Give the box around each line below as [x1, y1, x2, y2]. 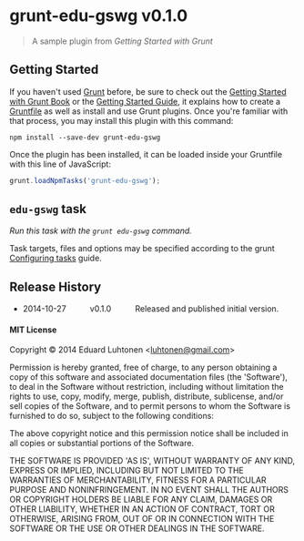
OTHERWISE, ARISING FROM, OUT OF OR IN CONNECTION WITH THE [9, 514, 275, 525]
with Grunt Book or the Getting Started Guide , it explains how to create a [9, 96, 280, 107]
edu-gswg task [9, 201, 86, 217]
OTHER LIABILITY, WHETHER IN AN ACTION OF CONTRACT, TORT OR [9, 504, 275, 515]
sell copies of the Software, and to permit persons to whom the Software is [9, 401, 291, 412]
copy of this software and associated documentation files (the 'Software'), [9, 372, 289, 383]
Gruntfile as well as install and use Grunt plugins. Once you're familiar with [9, 106, 289, 117]
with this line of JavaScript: [9, 158, 112, 169]
